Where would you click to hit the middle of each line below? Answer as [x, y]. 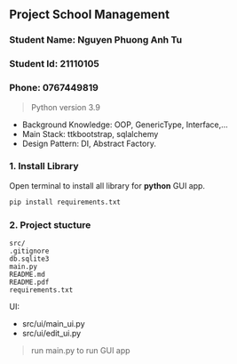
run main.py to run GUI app [80, 350]
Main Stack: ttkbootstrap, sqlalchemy [90, 133]
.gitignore [29, 251]
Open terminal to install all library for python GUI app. [107, 185]
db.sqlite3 [29, 259]
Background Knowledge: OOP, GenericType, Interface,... [125, 125]
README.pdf [29, 282]
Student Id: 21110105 [54, 64]
